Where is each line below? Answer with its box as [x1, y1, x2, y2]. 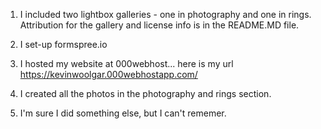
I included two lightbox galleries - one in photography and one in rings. [19, 9, 312, 20]
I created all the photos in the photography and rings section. [19, 88, 272, 99]
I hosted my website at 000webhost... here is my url [19, 58, 234, 69]
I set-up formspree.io [19, 39, 108, 50]
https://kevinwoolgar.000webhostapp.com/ [19, 69, 198, 80]
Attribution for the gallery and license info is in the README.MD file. [19, 19, 300, 31]
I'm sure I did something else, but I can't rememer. [19, 107, 227, 119]
